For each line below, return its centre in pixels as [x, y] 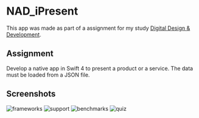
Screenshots [31, 94]
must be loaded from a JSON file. [48, 75]
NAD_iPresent [42, 11]
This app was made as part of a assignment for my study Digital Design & [98, 28]
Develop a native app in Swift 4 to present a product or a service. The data [100, 68]
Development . [24, 34]
